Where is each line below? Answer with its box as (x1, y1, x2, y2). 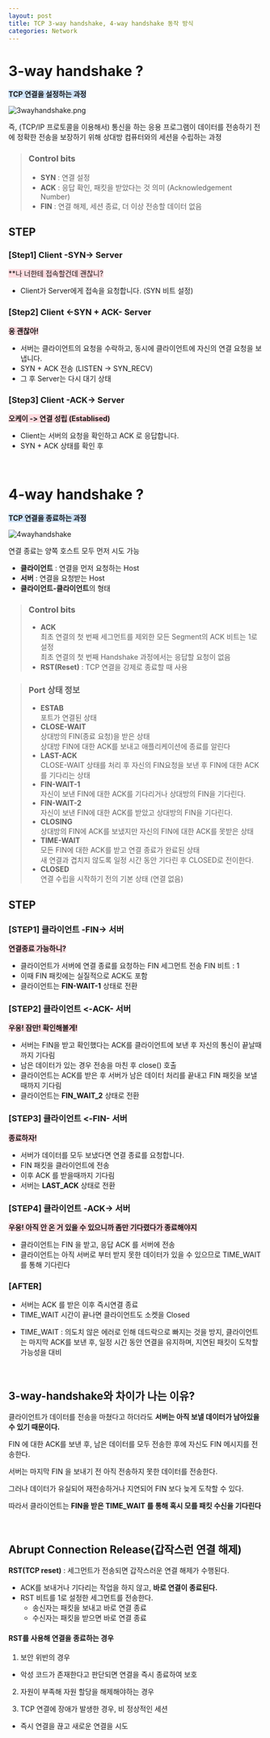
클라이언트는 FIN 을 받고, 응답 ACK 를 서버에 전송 (19, 1240, 175, 1249)
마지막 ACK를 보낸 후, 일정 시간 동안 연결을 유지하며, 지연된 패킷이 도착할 (28, 1337, 259, 1347)
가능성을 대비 (19, 1348, 62, 1357)
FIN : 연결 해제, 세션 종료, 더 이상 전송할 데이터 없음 (40, 201, 202, 211)
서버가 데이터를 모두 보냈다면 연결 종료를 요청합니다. (19, 1150, 184, 1160)
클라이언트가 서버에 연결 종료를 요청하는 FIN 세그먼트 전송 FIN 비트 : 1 (19, 961, 240, 971)
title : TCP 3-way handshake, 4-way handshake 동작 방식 (8, 19, 194, 27)
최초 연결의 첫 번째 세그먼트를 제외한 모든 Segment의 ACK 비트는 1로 (40, 632, 258, 642)
